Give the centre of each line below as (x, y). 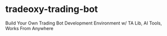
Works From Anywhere (29, 28)
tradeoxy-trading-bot (52, 9)
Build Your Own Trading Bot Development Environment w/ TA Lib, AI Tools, (84, 23)
